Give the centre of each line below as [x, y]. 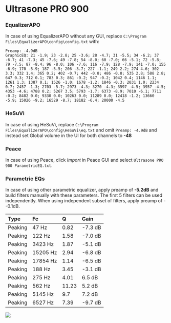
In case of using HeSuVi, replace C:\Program [52, 124]
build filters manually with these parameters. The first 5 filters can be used [84, 195]
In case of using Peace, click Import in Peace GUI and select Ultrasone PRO [84, 160]
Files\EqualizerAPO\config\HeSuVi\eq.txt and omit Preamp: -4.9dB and [81, 130]
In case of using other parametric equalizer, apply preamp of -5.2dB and [82, 190]
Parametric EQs [25, 179]
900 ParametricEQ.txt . [29, 165]
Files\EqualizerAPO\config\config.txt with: [52, 42]
